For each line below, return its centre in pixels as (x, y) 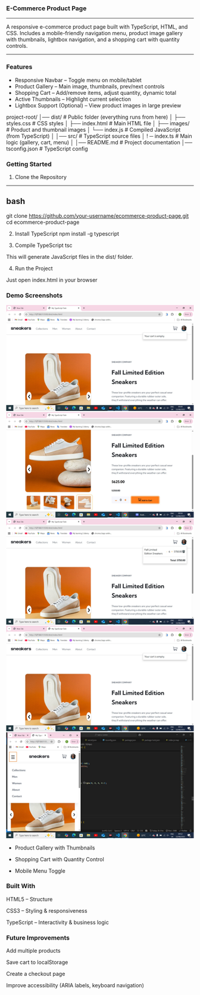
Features (19, 67)
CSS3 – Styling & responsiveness (47, 910)
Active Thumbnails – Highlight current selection (73, 99)
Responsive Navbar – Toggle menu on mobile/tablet (78, 80)
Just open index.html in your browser (52, 280)
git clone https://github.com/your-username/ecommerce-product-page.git (98, 215)
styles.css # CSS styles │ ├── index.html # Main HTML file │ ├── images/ (98, 123)
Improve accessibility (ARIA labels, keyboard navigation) (75, 985)
